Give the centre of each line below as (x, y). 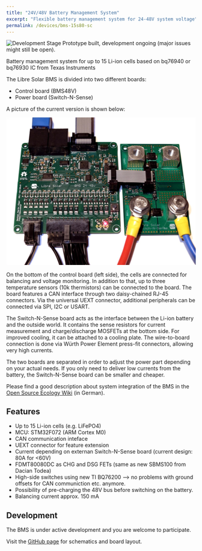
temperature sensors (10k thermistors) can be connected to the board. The (99, 287)
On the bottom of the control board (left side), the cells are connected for (97, 275)
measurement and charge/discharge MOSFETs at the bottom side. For (93, 331)
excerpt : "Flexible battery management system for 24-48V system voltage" (102, 19)
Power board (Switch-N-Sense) (54, 98)
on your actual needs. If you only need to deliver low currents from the (93, 368)
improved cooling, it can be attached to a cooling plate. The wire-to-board (98, 337)
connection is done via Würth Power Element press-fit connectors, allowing (100, 344)
